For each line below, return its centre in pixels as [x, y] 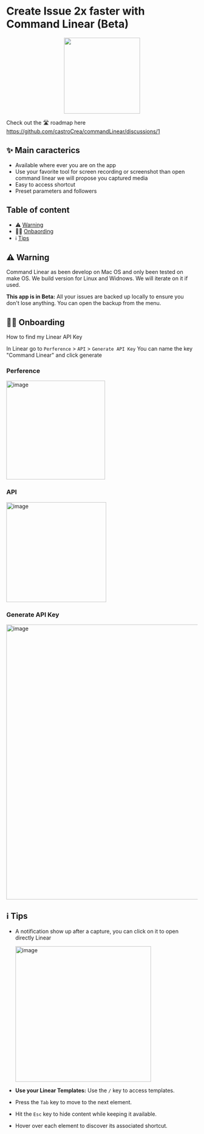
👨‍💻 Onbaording [34, 231]
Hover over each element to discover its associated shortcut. [91, 1125]
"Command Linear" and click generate [54, 355]
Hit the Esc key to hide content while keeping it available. [86, 1114]
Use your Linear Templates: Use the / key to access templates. [95, 1090]
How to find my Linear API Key [44, 337]
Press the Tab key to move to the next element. [73, 1102]
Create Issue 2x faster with [76, 11]
